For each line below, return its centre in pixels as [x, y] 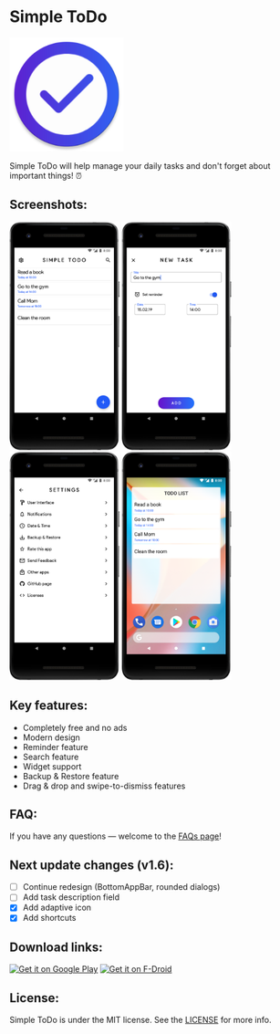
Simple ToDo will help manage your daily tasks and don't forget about [140, 165]
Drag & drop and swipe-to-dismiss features [104, 786]
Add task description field [71, 897]
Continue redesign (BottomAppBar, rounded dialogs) [121, 887]
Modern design [51, 737]
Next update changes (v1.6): [92, 865]
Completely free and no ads [75, 727]
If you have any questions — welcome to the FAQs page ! [115, 836]
